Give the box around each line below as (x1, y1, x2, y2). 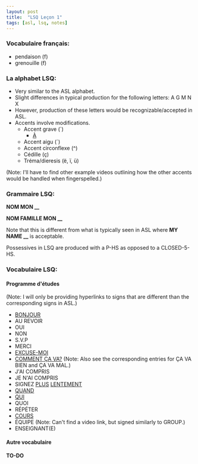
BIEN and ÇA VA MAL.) (14, 362, 71, 369)
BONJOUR (14, 311, 41, 318)
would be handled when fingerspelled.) (6, 175, 102, 182)
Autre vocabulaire (6, 438, 52, 446)
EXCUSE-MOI (14, 349, 49, 356)
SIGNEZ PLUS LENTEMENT (14, 381, 82, 388)
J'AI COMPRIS (14, 368, 50, 375)
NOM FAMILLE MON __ (6, 215, 62, 222)
